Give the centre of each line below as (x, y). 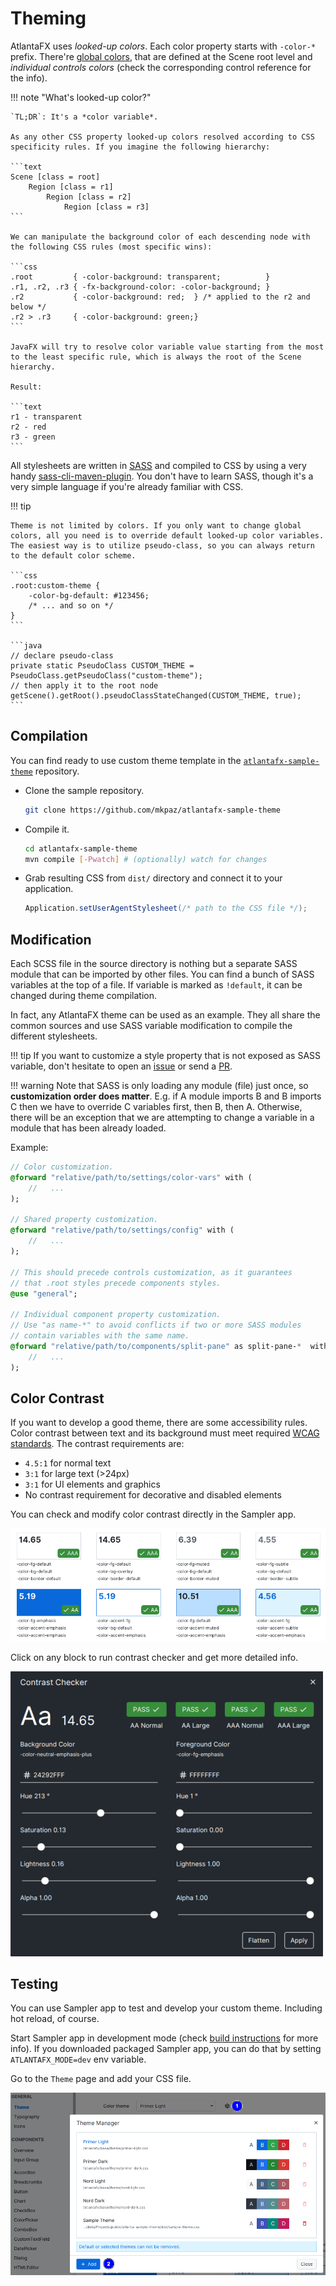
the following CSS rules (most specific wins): (111, 247)
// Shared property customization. (84, 1220)
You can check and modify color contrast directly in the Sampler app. (153, 1514)
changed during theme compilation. (84, 996)
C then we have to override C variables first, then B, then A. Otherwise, (156, 1107)
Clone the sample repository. (84, 790)
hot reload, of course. (55, 2019)
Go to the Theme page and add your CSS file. (101, 2079)
